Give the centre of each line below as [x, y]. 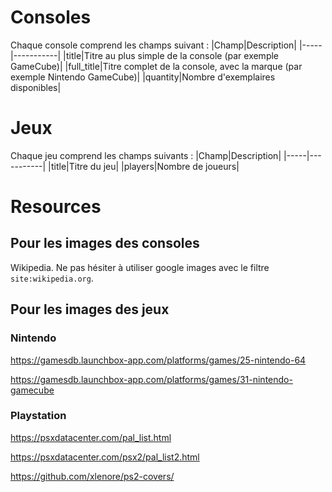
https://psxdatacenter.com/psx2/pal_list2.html [105, 457]
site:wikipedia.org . [52, 278]
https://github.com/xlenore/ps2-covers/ [92, 476]
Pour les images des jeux [90, 309]
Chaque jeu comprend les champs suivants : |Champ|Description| [146, 155]
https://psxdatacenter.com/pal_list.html [91, 437]
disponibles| [36, 87]
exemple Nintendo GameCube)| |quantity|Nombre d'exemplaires [143, 77]
